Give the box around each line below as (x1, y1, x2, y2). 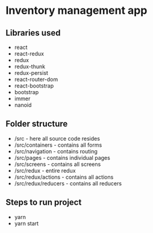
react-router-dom (14, 76, 58, 83)
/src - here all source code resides (14, 135, 101, 142)
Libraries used (5, 28, 61, 38)
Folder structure (5, 119, 68, 129)
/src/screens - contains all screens (14, 161, 101, 168)
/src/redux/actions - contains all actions (14, 173, 114, 180)
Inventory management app (5, 4, 148, 18)
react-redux (14, 50, 45, 57)
